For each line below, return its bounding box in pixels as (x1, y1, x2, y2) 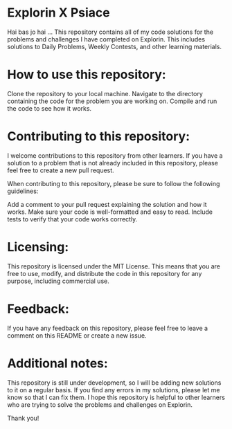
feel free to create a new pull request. (7, 166, 114, 174)
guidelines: (7, 187, 39, 195)
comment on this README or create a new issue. (7, 331, 147, 340)
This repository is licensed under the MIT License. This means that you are (7, 262, 220, 271)
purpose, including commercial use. (7, 277, 109, 285)
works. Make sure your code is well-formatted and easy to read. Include (7, 208, 213, 216)
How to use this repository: (7, 67, 166, 82)
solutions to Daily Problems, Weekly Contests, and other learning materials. (7, 42, 222, 51)
